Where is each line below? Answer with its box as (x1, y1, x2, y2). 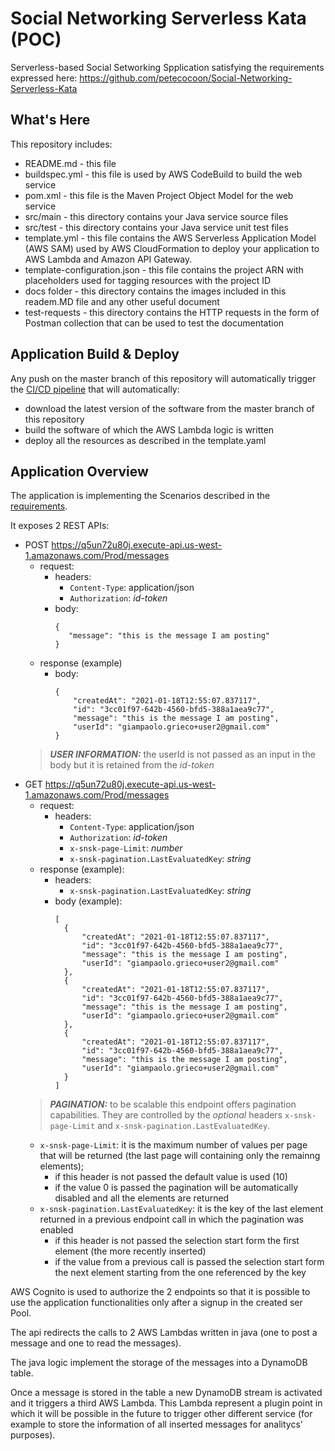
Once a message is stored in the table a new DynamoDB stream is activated (10, 1387, 323, 1399)
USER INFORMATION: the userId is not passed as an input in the (49, 748, 316, 761)
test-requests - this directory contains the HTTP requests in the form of (24, 306, 320, 318)
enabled (39, 1224, 74, 1236)
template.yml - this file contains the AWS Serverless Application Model (24, 232, 317, 244)
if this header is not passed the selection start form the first (54, 1235, 300, 1247)
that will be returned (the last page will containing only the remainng (39, 1150, 321, 1162)
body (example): (54, 895, 123, 907)
